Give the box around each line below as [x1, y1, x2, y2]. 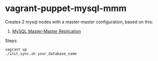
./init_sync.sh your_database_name [5, 51, 77, 56]
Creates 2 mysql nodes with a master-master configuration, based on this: [5, 19, 154, 25]
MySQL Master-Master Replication [12, 28, 81, 34]
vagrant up [5, 47, 27, 52]
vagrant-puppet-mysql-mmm [5, 3, 127, 14]
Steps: [5, 37, 18, 44]
